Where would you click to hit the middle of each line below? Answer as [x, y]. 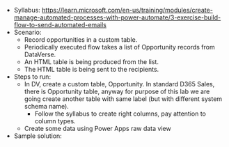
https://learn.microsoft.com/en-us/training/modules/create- [127, 10]
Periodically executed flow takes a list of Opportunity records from [119, 47]
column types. [55, 121]
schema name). [47, 106]
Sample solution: [38, 136]
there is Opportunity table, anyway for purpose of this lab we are [117, 91]
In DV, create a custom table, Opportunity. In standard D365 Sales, [119, 84]
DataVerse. [40, 54]
